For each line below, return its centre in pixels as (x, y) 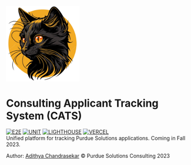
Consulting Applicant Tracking (82, 103)
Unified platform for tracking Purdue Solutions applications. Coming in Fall (96, 138)
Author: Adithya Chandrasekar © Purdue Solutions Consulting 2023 (88, 156)
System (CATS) (44, 116)
